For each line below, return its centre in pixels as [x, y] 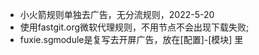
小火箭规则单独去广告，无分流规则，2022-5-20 [117, 14]
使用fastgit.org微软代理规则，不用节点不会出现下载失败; [134, 27]
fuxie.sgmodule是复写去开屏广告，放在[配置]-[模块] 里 [131, 39]
